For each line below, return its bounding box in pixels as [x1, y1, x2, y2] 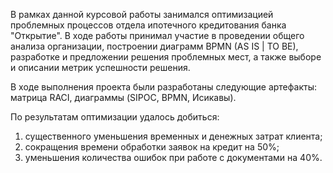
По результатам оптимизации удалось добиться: [10, 111, 220, 123]
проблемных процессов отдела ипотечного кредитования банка [10, 19, 287, 31]
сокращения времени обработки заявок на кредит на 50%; [24, 141, 280, 153]
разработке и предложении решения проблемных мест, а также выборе [10, 51, 322, 63]
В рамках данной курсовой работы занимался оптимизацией [10, 9, 274, 20]
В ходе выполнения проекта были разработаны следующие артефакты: [10, 81, 317, 93]
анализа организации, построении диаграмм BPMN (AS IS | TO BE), [10, 40, 299, 52]
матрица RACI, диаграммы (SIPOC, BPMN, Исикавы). [10, 92, 237, 103]
